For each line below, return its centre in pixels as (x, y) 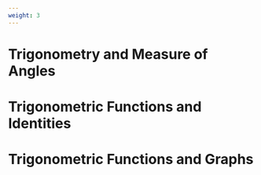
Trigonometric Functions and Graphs (131, 160)
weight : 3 (24, 15)
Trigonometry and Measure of (108, 54)
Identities (40, 123)
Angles (32, 71)
